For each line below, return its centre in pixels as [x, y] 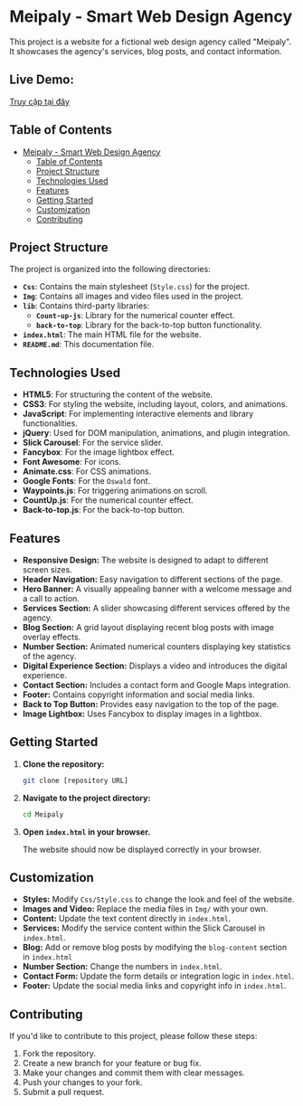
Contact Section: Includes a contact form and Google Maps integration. [156, 685]
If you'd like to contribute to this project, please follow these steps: [133, 1036]
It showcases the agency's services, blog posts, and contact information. [146, 51]
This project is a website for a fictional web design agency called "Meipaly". [151, 42]
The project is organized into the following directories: [110, 269]
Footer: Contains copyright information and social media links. [138, 695]
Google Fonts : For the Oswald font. [86, 481]
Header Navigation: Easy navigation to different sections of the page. [152, 579]
